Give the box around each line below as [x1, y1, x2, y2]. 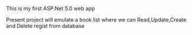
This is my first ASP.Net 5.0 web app [6, 5, 95, 12]
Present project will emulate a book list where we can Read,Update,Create [6, 16, 187, 23]
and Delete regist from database [6, 23, 84, 29]
